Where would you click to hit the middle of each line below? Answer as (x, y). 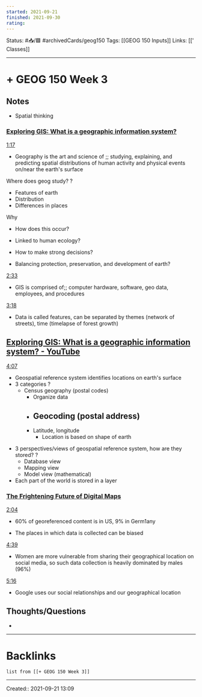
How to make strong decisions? (54, 252)
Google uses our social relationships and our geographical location (98, 592)
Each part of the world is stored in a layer (66, 481)
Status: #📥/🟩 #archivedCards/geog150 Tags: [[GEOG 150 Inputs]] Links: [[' (100, 40)
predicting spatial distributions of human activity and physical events (100, 163)
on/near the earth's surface (49, 169)
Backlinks (31, 656)
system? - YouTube (43, 352)
